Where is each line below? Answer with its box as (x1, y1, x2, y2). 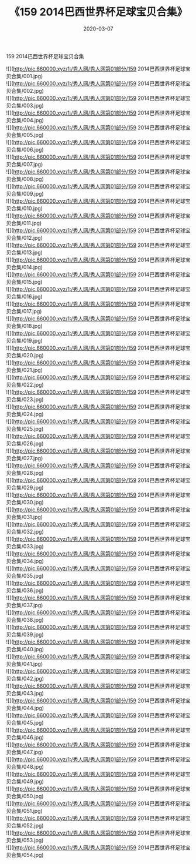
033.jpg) (23, 542, 44, 550)
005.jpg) (23, 131, 44, 138)
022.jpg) (23, 381, 44, 388)
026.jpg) (23, 440, 44, 447)
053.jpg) (23, 836, 44, 843)
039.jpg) (23, 631, 44, 638)
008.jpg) (23, 175, 44, 182)
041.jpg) (23, 660, 43, 667)
